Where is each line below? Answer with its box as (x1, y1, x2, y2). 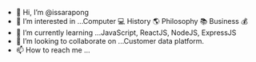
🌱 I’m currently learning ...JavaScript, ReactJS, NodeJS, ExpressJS (15, 28, 237, 37)
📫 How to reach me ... (15, 45, 90, 55)
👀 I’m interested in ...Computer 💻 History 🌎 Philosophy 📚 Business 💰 (15, 17, 248, 25)
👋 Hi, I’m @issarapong (15, 8, 90, 17)
